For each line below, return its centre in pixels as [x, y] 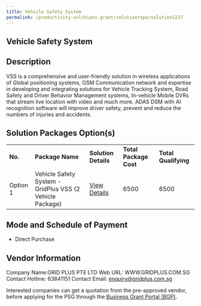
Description [28, 62]
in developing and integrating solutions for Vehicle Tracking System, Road [97, 89]
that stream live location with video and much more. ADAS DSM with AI [94, 102]
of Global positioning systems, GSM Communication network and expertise [99, 82]
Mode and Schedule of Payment [67, 225]
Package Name [57, 157]
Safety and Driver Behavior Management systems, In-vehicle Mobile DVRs [98, 95]
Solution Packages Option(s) [61, 133]
